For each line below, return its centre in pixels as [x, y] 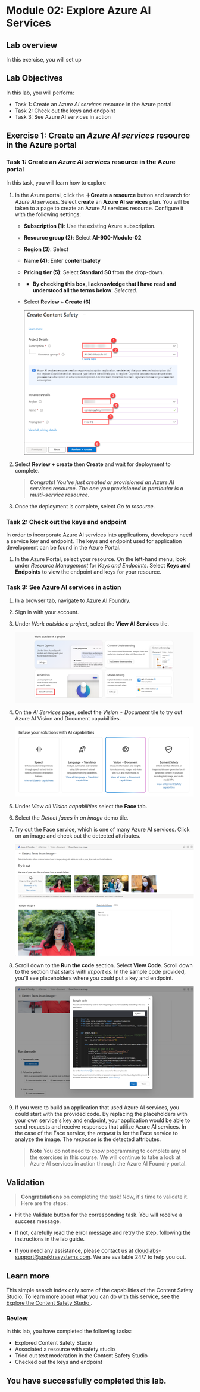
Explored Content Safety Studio [53, 1343]
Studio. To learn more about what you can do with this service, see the [93, 1296]
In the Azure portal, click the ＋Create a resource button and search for [102, 195]
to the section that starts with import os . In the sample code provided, [100, 971]
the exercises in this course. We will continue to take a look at [105, 1157]
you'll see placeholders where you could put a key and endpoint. [94, 978]
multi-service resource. [60, 495]
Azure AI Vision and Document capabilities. [68, 718]
